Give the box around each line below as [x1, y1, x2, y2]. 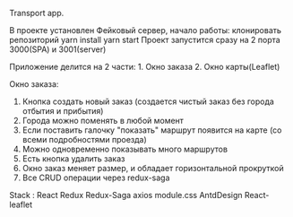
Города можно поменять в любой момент [22, 116, 184, 126]
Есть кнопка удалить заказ [22, 153, 125, 164]
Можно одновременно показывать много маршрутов [22, 143, 228, 154]
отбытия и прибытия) [22, 106, 104, 116]
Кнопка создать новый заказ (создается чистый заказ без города [22, 96, 275, 107]
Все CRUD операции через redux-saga [22, 172, 170, 183]
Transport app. [9, 8, 65, 18]
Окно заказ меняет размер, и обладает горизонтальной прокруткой [22, 163, 284, 173]
